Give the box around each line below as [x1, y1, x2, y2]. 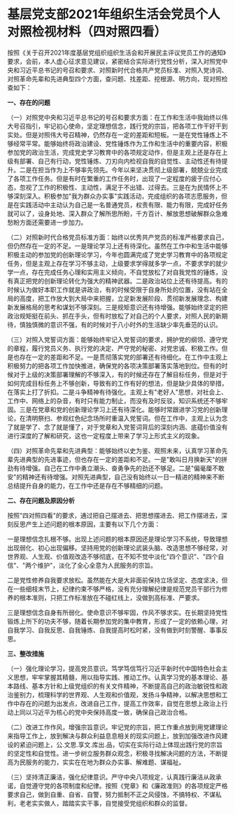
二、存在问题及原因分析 [7, 496, 75, 505]
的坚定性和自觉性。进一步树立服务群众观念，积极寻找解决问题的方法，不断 [7, 749, 222, 757]
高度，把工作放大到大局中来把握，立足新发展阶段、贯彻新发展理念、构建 [19, 294, 228, 302]
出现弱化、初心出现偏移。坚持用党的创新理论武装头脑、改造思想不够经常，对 [7, 543, 228, 552]
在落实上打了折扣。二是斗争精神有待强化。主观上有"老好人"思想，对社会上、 [7, 388, 228, 396]
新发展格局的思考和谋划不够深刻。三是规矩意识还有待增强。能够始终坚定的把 [7, 302, 228, 311]
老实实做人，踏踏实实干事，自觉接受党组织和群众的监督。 [25, 799, 191, 807]
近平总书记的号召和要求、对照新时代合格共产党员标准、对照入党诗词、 [25, 66, 228, 74]
